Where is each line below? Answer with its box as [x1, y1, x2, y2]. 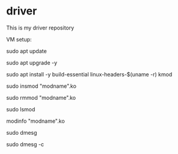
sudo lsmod [6, 105, 35, 112]
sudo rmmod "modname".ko [6, 94, 76, 101]
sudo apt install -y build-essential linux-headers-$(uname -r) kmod [6, 70, 173, 78]
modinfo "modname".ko [6, 117, 65, 125]
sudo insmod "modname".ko [6, 82, 77, 90]
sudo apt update [6, 47, 47, 55]
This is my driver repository [6, 24, 75, 31]
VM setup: [6, 35, 32, 43]
